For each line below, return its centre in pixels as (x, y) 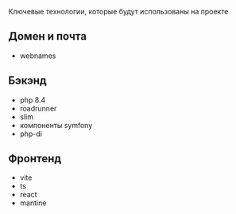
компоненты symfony (56, 125)
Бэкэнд (27, 81)
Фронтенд (35, 159)
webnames (38, 56)
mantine (33, 203)
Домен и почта (48, 36)
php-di (31, 134)
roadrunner (38, 108)
